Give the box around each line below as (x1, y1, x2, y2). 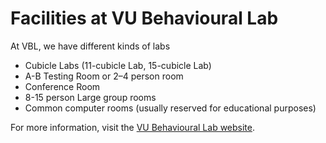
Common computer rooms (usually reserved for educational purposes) (24, 102, 317, 114)
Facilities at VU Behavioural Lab (10, 7, 279, 30)
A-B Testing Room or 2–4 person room (24, 70, 184, 82)
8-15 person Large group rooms (24, 91, 157, 103)
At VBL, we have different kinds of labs (10, 40, 171, 52)
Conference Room (24, 80, 101, 92)
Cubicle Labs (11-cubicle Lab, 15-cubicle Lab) (24, 59, 212, 71)
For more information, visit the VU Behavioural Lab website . (10, 121, 256, 133)
